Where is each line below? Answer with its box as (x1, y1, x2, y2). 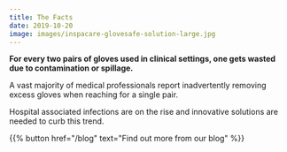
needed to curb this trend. (9, 116, 105, 126)
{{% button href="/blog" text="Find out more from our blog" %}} (9, 133, 245, 144)
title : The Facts (9, 12, 74, 22)
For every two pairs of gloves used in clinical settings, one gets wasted (9, 54, 276, 65)
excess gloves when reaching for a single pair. (9, 89, 179, 100)
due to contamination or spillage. (9, 63, 134, 73)
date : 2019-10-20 (9, 21, 74, 30)
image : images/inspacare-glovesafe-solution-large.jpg (9, 29, 216, 38)
